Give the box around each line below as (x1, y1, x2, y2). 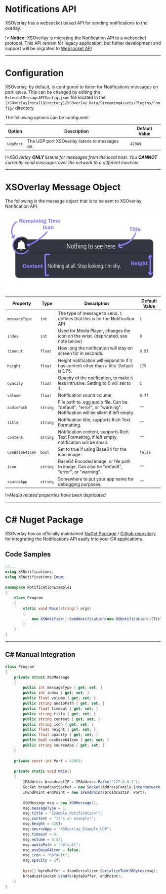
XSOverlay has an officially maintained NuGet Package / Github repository (5, 531, 156, 537)
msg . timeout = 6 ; (23, 831, 58, 837)
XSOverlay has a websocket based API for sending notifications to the (5, 20, 148, 26)
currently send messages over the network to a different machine (5, 160, 139, 166)
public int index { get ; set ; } (23, 690, 90, 695)
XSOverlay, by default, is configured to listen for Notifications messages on (5, 83, 158, 90)
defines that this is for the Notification (58, 315, 135, 321)
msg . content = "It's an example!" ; (23, 816, 96, 821)
